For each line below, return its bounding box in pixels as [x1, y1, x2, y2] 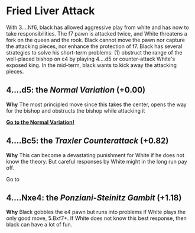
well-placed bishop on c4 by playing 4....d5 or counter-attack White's [6, 55, 175, 62]
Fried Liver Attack [6, 4, 95, 18]
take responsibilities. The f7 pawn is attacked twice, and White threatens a [6, 30, 187, 37]
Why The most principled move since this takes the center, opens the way [6, 101, 187, 108]
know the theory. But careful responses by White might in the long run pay [6, 158, 187, 165]
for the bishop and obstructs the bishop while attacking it [6, 107, 145, 114]
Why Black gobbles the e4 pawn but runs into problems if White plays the [6, 209, 186, 216]
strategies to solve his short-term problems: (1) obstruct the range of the [6, 49, 183, 56]
